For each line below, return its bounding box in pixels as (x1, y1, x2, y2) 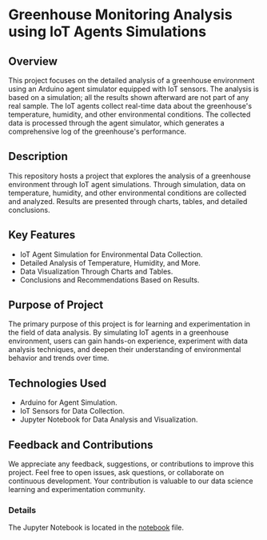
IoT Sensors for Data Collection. (19, 406, 126, 416)
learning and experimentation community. (8, 485, 145, 494)
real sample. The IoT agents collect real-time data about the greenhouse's (8, 102, 253, 110)
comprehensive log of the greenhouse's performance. (8, 126, 186, 136)
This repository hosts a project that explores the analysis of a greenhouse (8, 170, 251, 181)
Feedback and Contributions (8, 438, 153, 451)
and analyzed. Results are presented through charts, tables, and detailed (8, 196, 248, 206)
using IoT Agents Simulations (8, 22, 206, 41)
